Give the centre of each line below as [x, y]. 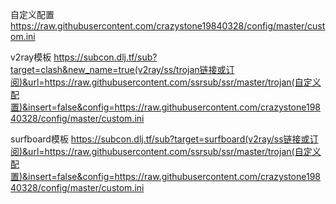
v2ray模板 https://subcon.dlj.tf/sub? [84, 57]
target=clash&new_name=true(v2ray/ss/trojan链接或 [118, 69]
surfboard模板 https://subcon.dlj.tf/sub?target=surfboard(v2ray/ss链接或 [160, 139]
